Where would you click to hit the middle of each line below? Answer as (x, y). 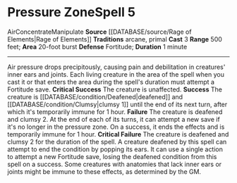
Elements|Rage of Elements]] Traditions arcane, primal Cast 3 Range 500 (115, 39)
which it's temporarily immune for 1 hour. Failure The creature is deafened (115, 112)
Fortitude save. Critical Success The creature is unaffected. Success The (115, 89)
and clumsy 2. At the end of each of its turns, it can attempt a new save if (114, 119)
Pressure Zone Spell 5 (72, 12)
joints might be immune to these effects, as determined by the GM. (104, 171)
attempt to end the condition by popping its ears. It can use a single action (115, 149)
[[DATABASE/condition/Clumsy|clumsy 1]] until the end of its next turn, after (117, 104)
